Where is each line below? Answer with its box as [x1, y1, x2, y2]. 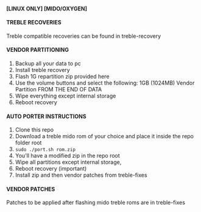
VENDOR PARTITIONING [6, 46, 69, 54]
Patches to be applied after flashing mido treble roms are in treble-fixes [6, 199, 186, 207]
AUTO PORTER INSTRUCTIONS [6, 113, 86, 120]
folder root [15, 139, 42, 146]
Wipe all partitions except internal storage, [15, 158, 122, 166]
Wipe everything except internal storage [15, 92, 116, 99]
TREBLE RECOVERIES [6, 19, 62, 26]
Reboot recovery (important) [15, 165, 87, 172]
